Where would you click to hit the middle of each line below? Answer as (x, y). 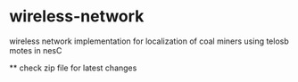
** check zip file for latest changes (73, 68)
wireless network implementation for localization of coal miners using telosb (149, 41)
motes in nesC (36, 50)
